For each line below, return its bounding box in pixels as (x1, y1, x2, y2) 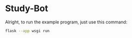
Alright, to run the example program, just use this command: (5, 19, 128, 25)
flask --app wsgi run (5, 28, 50, 33)
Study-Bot (5, 3, 48, 14)
